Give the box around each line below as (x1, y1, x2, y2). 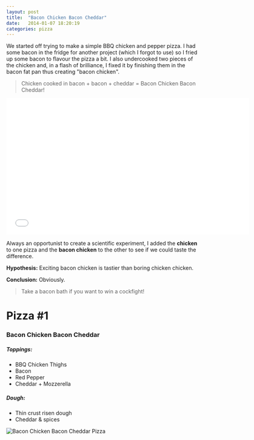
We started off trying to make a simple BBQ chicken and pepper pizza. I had (6, 42, 196, 50)
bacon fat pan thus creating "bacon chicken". (6, 68, 120, 76)
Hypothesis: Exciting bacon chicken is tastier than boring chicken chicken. (6, 264, 194, 272)
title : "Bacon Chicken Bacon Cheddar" (6, 15, 107, 21)
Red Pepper (15, 374, 45, 381)
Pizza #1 (6, 309, 48, 323)
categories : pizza (6, 25, 53, 32)
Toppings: (6, 345, 33, 353)
